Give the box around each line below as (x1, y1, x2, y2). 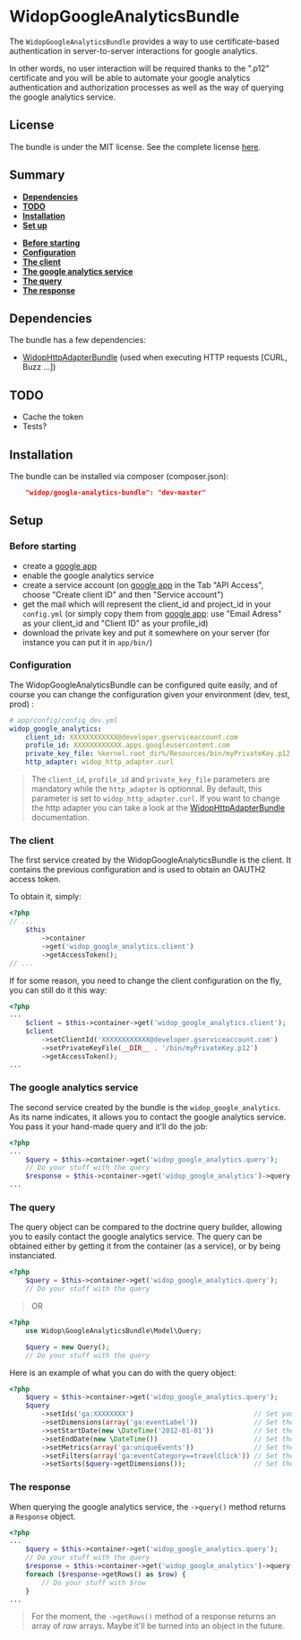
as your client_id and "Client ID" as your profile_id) (21, 618, 209, 628)
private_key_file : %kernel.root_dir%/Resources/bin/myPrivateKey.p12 (25, 750, 291, 759)
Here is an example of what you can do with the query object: (9, 1367, 237, 1378)
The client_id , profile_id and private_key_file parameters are (30, 774, 271, 785)
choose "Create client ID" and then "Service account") (21, 589, 224, 600)
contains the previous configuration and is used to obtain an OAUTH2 (9, 864, 266, 875)
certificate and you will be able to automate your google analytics (9, 72, 251, 83)
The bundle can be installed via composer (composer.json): (9, 471, 229, 481)
